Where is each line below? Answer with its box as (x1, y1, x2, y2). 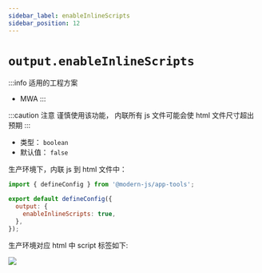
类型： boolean (19, 138, 69, 147)
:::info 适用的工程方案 (8, 78, 78, 88)
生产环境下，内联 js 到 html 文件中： (8, 165, 128, 175)
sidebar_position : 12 (8, 19, 81, 27)
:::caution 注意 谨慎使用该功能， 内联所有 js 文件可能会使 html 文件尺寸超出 (8, 110, 254, 120)
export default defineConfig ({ (8, 195, 113, 203)
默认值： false (19, 147, 69, 157)
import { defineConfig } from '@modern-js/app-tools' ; (8, 181, 195, 189)
